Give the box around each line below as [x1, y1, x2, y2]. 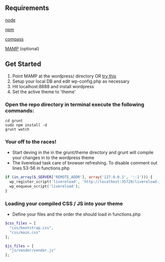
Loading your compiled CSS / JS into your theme [5, 200, 123, 207]
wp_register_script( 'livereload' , [9, 179, 80, 184]
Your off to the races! [5, 138, 56, 145]
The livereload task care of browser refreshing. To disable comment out [12, 160, 158, 166]
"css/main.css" [9, 230, 41, 235]
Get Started [5, 60, 41, 68]
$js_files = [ [5, 243, 34, 248]
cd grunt [5, 118, 23, 123]
